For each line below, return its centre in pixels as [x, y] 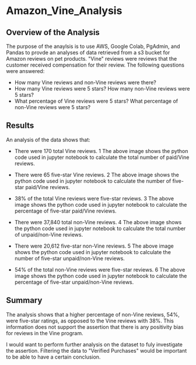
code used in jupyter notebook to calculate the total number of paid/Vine [102, 157]
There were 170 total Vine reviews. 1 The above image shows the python [101, 151]
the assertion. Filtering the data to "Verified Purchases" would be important [97, 350]
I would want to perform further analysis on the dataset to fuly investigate [94, 344]
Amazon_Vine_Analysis [64, 11]
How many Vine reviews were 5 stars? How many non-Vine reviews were [102, 88]
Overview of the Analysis [53, 32]
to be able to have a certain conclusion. [53, 357]
